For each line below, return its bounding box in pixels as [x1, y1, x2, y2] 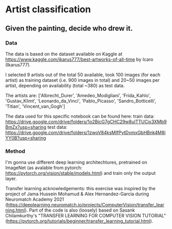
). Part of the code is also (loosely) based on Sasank [25, 207, 135, 213]
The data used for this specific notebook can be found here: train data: [5, 113, 155, 119]
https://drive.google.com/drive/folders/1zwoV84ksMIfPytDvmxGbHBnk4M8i [5, 129, 166, 135]
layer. [5, 175, 17, 182]
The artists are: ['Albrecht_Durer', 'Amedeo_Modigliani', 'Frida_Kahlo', [5, 92, 151, 98]
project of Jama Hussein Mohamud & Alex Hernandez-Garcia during [5, 191, 149, 197]
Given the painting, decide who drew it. [5, 24, 133, 33]
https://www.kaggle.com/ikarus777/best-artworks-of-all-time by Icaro [5, 56, 154, 62]
